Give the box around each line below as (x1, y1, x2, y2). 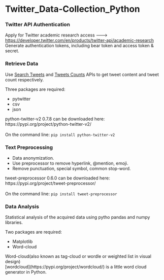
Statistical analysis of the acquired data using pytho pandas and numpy (5, 214, 150, 220)
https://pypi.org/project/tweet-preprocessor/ (5, 180, 96, 186)
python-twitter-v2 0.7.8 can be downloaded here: (5, 116, 105, 122)
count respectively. (5, 76, 44, 82)
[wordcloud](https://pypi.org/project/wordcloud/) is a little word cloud (5, 264, 147, 270)
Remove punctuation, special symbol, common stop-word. (12, 166, 131, 172)
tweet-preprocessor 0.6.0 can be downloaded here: (5, 175, 110, 181)
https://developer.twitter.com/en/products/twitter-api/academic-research (5, 37, 154, 43)
